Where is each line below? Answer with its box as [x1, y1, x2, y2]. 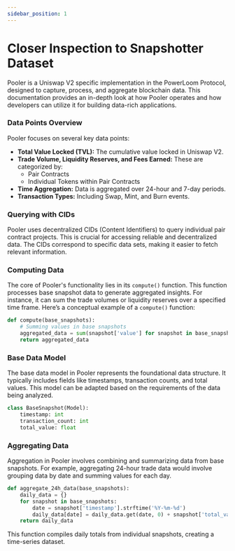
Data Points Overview [7, 118, 83, 128]
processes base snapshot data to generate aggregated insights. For [7, 288, 203, 297]
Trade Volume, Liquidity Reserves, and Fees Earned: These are [17, 155, 204, 163]
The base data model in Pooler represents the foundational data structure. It [7, 368, 226, 378]
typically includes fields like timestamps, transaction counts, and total [7, 376, 208, 385]
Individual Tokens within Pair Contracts [27, 177, 141, 185]
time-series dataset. [7, 538, 65, 546]
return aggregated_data [20, 336, 90, 343]
